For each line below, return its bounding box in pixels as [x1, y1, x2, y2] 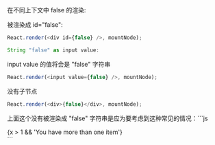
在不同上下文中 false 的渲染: [7, 6, 86, 14]
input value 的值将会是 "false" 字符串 [7, 60, 111, 68]
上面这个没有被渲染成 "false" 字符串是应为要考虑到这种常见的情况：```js [7, 114, 208, 122]
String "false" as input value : [7, 47, 99, 54]
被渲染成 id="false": [7, 21, 63, 29]
